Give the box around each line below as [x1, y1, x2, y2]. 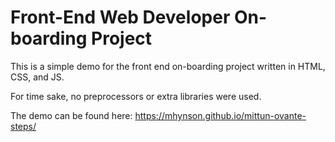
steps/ [10, 120, 37, 132]
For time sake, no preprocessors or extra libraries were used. [10, 90, 262, 102]
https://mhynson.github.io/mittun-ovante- [134, 109, 307, 121]
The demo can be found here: [10, 109, 133, 121]
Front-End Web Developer [10, 6, 231, 29]
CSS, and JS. [10, 71, 65, 83]
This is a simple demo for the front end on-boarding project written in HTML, [10, 60, 326, 72]
